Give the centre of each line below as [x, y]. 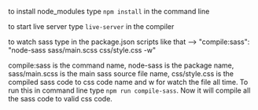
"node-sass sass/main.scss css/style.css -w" [82, 50]
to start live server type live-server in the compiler [91, 26]
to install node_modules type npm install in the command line [109, 11]
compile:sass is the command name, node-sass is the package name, [121, 65]
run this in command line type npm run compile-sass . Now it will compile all [129, 90]
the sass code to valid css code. [60, 99]
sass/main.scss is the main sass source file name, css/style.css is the [121, 73]
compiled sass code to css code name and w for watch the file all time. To [128, 82]
